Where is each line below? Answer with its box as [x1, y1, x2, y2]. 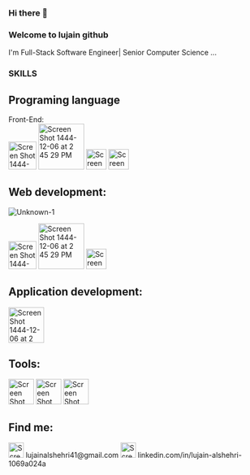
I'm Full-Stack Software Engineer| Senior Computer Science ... [8, 48, 218, 58]
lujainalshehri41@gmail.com [25, 451, 119, 460]
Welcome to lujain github [8, 28, 109, 40]
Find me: [8, 421, 54, 434]
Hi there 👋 [8, 7, 49, 19]
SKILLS [8, 68, 38, 80]
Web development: [8, 185, 107, 199]
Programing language [8, 93, 120, 107]
